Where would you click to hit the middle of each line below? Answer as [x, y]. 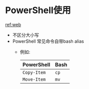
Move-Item [34, 79]
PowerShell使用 [38, 10]
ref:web [13, 24]
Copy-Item [34, 72]
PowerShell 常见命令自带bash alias [48, 41]
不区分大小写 [25, 35]
